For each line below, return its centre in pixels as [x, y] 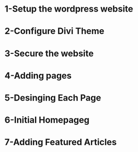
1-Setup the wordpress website [69, 9]
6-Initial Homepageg [47, 120]
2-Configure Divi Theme [55, 31]
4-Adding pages [38, 76]
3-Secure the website [49, 53]
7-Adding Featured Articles [61, 142]
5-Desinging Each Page [53, 98]
